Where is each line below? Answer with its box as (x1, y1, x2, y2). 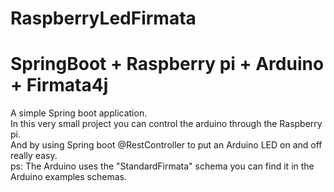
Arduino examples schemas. (10, 171, 127, 183)
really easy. (10, 150, 58, 162)
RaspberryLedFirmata (10, 7, 197, 30)
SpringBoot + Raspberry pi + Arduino (10, 53, 325, 76)
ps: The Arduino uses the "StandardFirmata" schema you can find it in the (10, 160, 315, 172)
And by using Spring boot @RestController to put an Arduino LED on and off (10, 139, 323, 151)
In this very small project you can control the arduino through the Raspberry (10, 118, 323, 130)
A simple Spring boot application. (10, 107, 148, 119)
